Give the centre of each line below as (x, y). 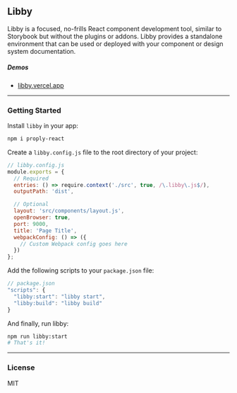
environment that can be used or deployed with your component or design (115, 44)
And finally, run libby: (38, 323)
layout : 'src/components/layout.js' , (69, 211)
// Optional (31, 205)
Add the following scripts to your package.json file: (81, 270)
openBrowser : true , (42, 218)
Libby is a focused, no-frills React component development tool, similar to (115, 28)
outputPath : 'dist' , (44, 192)
